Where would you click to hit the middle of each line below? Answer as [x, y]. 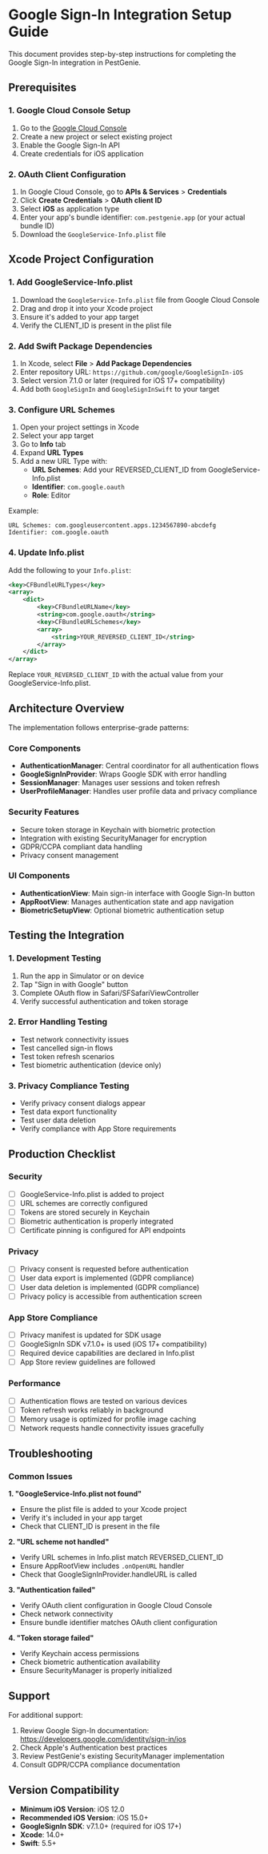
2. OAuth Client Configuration [67, 174]
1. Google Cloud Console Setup [70, 111]
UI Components [39, 876]
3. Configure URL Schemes [62, 409]
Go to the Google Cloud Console [73, 128]
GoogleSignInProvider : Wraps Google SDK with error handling [123, 774]
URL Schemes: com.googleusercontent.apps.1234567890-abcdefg [112, 526]
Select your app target [57, 436]
